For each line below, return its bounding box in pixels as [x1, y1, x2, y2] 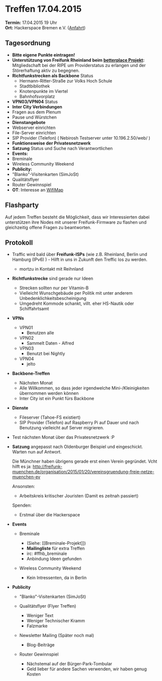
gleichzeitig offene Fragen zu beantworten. [5, 224, 91, 230]
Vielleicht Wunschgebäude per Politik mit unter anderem [19, 290, 133, 296]
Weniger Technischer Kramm [26, 618, 85, 624]
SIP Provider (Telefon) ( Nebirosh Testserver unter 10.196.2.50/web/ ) [12, 135, 151, 141]
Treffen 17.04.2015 [5, 3, 82, 15]
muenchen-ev [12, 474, 40, 480]
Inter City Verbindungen [12, 104, 62, 109]
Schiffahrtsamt [19, 306, 50, 312]
